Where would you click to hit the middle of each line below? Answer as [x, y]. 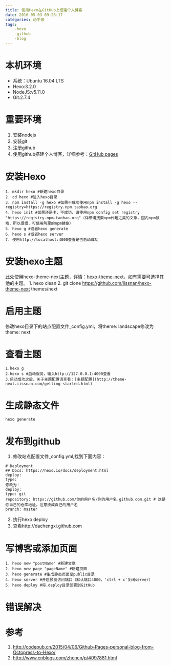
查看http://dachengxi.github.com [47, 526]
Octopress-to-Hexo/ [34, 652]
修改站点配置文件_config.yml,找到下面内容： [59, 456]
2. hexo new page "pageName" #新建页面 [46, 569]
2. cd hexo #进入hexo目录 [31, 197]
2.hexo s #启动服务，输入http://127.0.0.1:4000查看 [58, 374]
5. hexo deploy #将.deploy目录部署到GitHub [50, 585]
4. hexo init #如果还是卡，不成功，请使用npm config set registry [72, 212]
